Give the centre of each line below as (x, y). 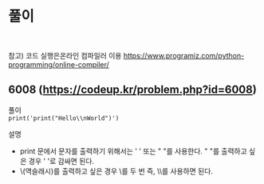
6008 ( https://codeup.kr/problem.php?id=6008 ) (132, 90)
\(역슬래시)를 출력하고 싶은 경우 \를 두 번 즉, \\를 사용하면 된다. (116, 171)
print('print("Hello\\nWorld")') (64, 118)
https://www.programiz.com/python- (184, 55)
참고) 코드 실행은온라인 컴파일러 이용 (65, 55)
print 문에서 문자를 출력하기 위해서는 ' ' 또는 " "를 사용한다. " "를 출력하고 (133, 151)
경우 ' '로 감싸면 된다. (61, 161)
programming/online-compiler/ (59, 64)
